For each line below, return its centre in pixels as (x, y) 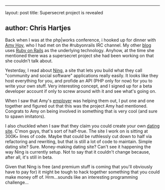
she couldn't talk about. (29, 61)
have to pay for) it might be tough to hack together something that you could (82, 172)
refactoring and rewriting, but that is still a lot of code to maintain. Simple (79, 141)
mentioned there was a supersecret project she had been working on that (80, 55)
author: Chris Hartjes (38, 28)
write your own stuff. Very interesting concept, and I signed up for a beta (79, 86)
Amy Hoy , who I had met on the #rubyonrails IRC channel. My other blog (78, 45)
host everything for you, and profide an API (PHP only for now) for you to (79, 81)
